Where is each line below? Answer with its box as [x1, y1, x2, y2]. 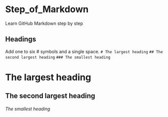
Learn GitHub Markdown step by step [5, 20, 83, 26]
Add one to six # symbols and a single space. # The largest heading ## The [5, 48, 163, 54]
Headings [5, 35, 36, 44]
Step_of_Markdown [5, 4, 89, 15]
